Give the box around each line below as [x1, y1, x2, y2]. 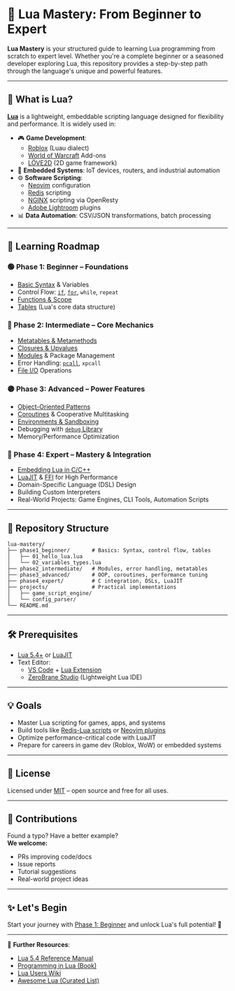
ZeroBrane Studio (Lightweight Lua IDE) [27, 672, 143, 681]
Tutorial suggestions [17, 868, 77, 876]
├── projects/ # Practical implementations [7, 584, 177, 591]
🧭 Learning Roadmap [7, 241, 100, 253]
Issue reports [17, 860, 56, 868]
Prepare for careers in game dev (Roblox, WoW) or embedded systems [17, 740, 222, 749]
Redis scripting [27, 188, 71, 197]
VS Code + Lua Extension [27, 665, 102, 674]
